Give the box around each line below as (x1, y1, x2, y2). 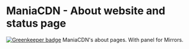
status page (6, 17, 67, 30)
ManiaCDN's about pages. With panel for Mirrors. (62, 36, 184, 43)
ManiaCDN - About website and (6, 4, 165, 18)
